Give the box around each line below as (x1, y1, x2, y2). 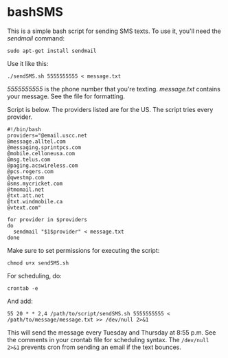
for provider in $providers (7, 216, 88, 223)
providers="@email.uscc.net (7, 132, 88, 139)
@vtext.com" (7, 204, 41, 211)
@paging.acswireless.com (7, 162, 78, 169)
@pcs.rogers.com (7, 168, 54, 175)
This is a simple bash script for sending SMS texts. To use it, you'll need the (7, 27, 221, 35)
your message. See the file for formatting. (7, 92, 126, 100)
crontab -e (7, 284, 38, 292)
